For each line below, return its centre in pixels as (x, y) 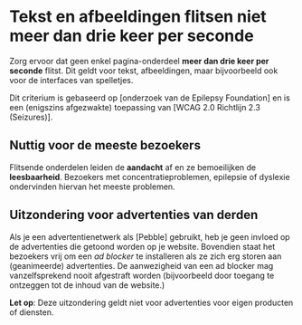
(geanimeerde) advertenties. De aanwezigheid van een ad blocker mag (142, 265)
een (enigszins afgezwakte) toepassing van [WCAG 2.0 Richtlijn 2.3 (135, 107)
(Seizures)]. (31, 117)
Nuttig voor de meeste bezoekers (105, 145)
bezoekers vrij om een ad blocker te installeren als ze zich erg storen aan (146, 256)
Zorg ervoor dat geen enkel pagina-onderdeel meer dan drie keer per (139, 61)
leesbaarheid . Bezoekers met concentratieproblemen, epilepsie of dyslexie (150, 177)
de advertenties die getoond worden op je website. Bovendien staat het (142, 246)
